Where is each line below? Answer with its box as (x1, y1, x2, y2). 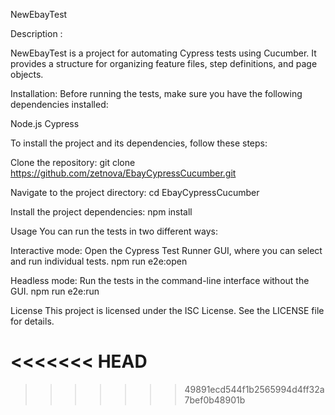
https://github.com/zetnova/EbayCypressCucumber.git (10, 167, 237, 179)
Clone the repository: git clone (10, 157, 136, 168)
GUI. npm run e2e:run (10, 285, 100, 297)
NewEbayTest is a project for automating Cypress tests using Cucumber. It (10, 47, 317, 59)
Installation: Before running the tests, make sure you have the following (10, 88, 303, 99)
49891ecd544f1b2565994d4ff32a (184, 383, 325, 395)
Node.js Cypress (10, 118, 80, 129)
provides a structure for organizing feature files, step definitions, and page (10, 58, 318, 69)
